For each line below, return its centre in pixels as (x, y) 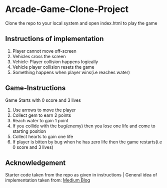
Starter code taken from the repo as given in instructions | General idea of (81, 175)
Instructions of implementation (54, 39)
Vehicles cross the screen (39, 56)
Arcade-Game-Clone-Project (67, 9)
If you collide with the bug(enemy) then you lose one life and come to (84, 126)
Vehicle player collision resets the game (53, 67)
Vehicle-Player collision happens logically (55, 62)
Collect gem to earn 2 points (42, 115)
